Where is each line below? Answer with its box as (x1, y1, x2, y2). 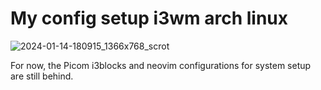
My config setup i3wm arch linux (10, 7, 288, 30)
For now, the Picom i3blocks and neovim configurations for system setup (10, 59, 312, 71)
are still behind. (10, 70, 74, 82)
